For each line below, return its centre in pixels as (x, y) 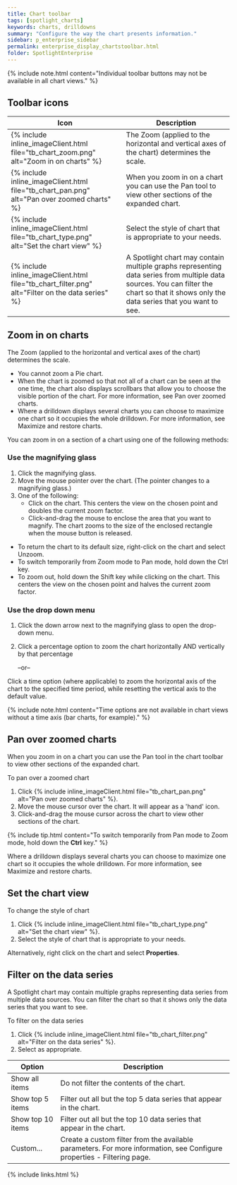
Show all (25, 1078)
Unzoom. (31, 554)
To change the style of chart (48, 910)
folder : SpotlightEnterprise (50, 54)
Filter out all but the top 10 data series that (131, 1119)
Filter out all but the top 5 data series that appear (141, 1099)
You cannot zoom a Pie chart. (60, 373)
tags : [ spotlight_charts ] (45, 20)
